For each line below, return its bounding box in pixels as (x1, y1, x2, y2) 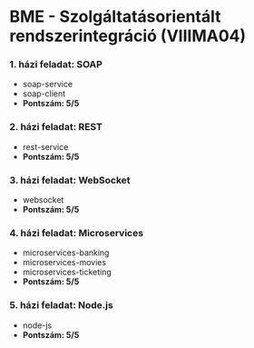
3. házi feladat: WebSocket (9, 174, 131, 186)
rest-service (22, 141, 69, 152)
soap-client (22, 88, 66, 99)
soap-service (22, 79, 73, 90)
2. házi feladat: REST (9, 121, 103, 134)
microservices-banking (22, 247, 110, 258)
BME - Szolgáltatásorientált (9, 6, 221, 27)
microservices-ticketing (22, 266, 112, 278)
